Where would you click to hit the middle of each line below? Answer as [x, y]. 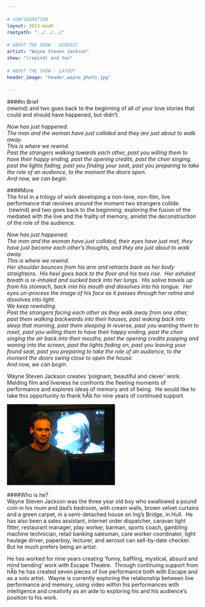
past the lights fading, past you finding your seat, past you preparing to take [103, 165]
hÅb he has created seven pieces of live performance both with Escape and [102, 572]
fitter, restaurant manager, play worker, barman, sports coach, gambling [97, 528]
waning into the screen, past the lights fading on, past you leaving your [97, 345]
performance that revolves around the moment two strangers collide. [94, 203]
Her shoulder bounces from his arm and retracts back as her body [91, 267]
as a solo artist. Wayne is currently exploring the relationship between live [100, 578]
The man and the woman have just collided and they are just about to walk [101, 133]
